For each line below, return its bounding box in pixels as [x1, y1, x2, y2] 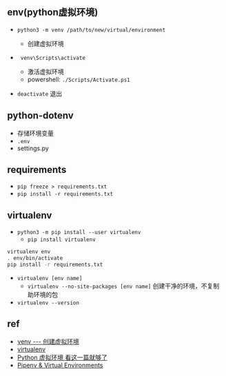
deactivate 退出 [17, 89, 63, 98]
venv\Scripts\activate [20, 54, 86, 61]
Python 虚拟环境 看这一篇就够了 [17, 353, 108, 362]
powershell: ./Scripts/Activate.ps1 [27, 75, 131, 83]
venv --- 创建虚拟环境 [17, 337, 79, 346]
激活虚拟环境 [27, 67, 64, 76]
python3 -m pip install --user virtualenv [17, 229, 141, 236]
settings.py [17, 144, 50, 152]
